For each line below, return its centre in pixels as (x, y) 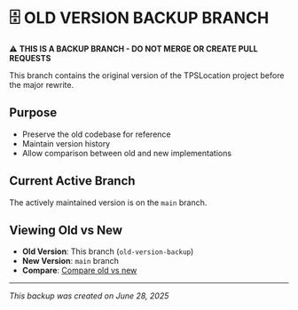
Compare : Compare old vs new (79, 270)
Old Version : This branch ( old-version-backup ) (108, 251)
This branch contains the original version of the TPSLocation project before (147, 75)
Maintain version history (66, 143)
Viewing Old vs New (66, 230)
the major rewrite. (41, 84)
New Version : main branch (71, 261)
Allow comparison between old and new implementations (127, 153)
